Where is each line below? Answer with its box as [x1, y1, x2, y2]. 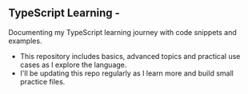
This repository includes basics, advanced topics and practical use [19, 51, 241, 61]
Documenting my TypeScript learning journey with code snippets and [8, 27, 238, 37]
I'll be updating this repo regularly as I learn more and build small [19, 68, 234, 78]
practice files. [19, 76, 66, 86]
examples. [8, 36, 42, 45]
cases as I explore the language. [19, 60, 127, 69]
